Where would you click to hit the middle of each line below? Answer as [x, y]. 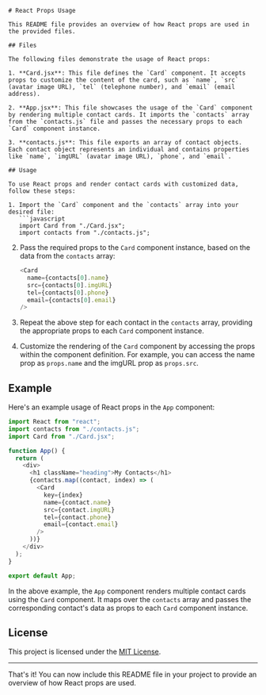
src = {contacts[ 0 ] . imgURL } [70, 285]
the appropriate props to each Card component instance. [112, 331]
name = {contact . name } [77, 502]
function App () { [37, 451]
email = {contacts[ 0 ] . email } [72, 300]
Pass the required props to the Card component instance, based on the [135, 248]
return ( [30, 458]
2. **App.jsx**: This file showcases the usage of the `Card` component [131, 108]
